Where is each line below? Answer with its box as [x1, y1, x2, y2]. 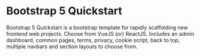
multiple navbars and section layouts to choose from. [6, 43, 138, 50]
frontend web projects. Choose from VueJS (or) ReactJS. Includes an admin [6, 30, 195, 37]
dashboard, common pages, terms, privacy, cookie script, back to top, [6, 36, 180, 43]
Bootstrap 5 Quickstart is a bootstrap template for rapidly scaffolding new [6, 24, 188, 31]
